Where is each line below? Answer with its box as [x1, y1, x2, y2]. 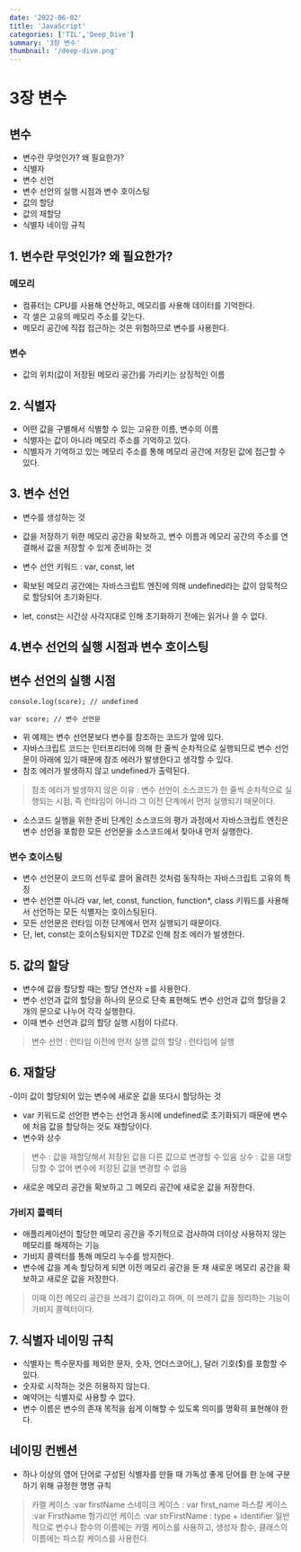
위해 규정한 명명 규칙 [39, 1480, 112, 1491]
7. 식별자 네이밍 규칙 [9, 1333, 114, 1348]
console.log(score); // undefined [9, 697, 139, 706]
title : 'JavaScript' [9, 22, 87, 31]
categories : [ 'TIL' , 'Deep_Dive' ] [9, 30, 135, 39]
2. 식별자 [9, 397, 57, 414]
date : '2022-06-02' [9, 13, 83, 22]
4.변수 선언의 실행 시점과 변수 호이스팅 [9, 639, 209, 655]
